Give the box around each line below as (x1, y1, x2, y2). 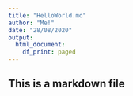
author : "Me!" (8, 19, 55, 27)
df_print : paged (22, 48, 77, 56)
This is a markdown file (8, 77, 125, 90)
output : (8, 33, 34, 42)
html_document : (15, 41, 66, 49)
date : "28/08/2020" (8, 26, 73, 34)
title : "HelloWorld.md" (8, 11, 87, 20)
